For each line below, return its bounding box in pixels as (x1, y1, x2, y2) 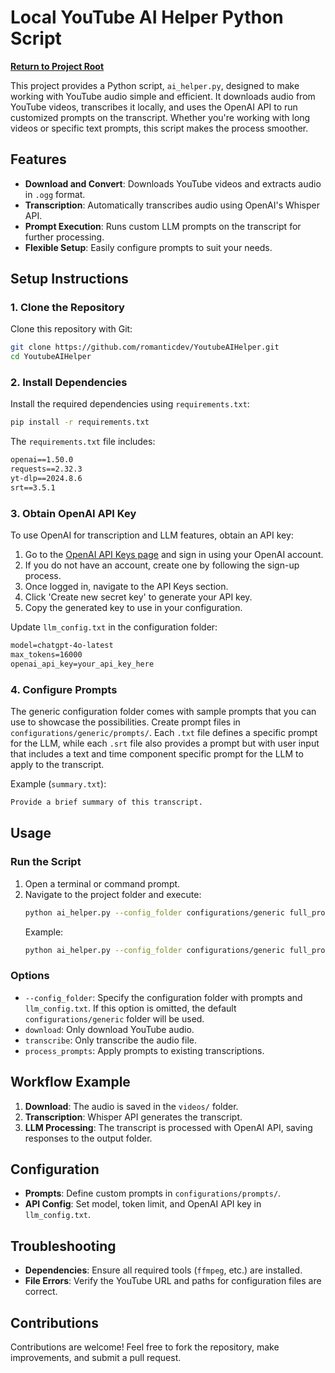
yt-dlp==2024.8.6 (10, 474, 83, 484)
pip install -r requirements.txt (10, 417, 150, 428)
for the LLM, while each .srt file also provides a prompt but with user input (10, 737, 320, 750)
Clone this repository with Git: (10, 323, 133, 335)
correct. (24, 1286, 58, 1298)
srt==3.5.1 (10, 482, 56, 493)
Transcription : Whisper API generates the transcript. (24, 1111, 243, 1123)
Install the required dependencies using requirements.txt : (10, 398, 250, 410)
